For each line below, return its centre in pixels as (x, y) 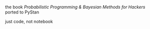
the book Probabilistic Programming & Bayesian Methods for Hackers (75, 7)
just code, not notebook (29, 22)
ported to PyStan (22, 12)
